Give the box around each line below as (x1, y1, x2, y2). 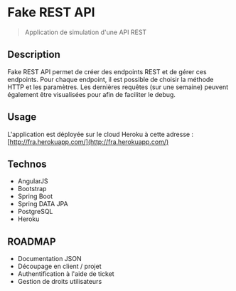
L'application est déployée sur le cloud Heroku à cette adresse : (7, 130, 194, 138)
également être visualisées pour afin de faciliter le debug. (7, 90, 176, 98)
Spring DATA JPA (17, 200, 69, 208)
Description (7, 48, 60, 61)
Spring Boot (17, 192, 53, 200)
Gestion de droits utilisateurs (17, 277, 102, 286)
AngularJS (17, 177, 48, 185)
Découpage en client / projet (17, 262, 102, 271)
